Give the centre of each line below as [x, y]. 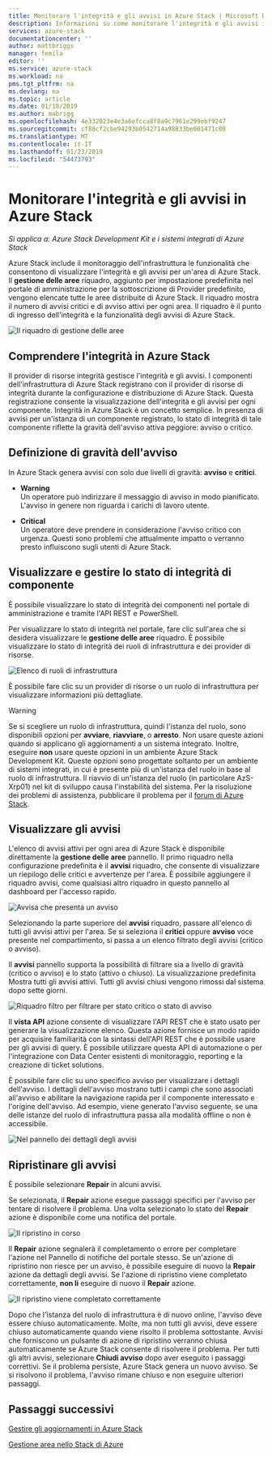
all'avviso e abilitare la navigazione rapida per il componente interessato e [132, 1098]
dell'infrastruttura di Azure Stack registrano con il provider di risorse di [126, 384]
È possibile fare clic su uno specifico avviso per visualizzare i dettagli [124, 1081]
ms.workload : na [36, 76]
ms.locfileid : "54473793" [52, 159]
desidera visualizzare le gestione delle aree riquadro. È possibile [117, 637]
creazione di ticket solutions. [56, 1065]
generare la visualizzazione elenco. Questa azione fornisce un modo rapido [134, 1031]
